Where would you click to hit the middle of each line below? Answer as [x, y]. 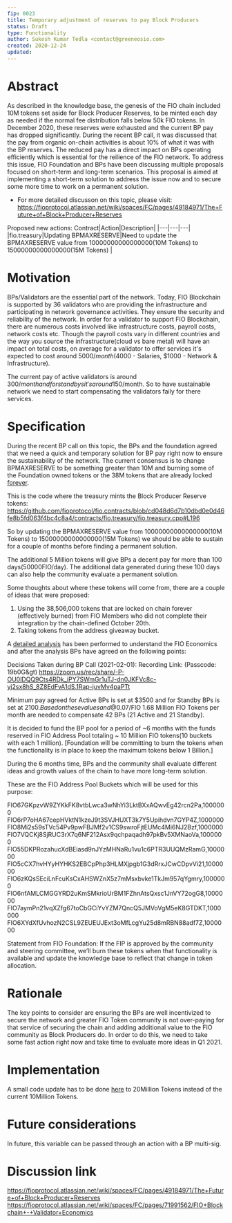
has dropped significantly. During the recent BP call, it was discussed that [112, 135]
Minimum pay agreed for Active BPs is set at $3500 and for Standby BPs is [114, 700]
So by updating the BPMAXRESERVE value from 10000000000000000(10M [115, 531]
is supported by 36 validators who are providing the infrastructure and [107, 304]
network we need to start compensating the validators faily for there [104, 391]
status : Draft [28, 26]
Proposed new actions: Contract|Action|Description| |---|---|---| [99, 228]
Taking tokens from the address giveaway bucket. [88, 630]
